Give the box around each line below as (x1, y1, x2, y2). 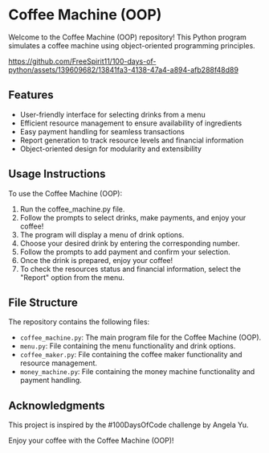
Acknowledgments (8, 398, 106, 412)
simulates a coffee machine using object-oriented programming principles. (8, 40, 255, 50)
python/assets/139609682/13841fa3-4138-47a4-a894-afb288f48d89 (8, 64, 239, 74)
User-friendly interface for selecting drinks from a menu (19, 109, 206, 119)
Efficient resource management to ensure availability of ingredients (19, 118, 243, 128)
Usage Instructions (8, 167, 106, 181)
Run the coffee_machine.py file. (19, 204, 125, 214)
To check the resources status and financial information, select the (19, 264, 241, 274)
